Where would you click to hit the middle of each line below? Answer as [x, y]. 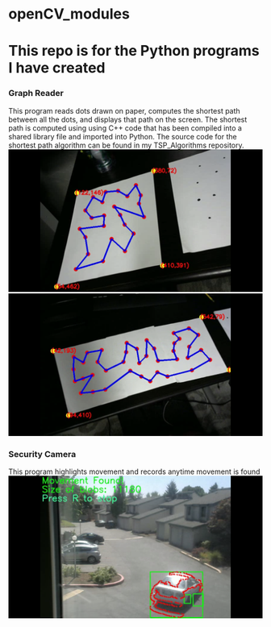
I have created [57, 68]
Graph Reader [36, 93]
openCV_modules [69, 14]
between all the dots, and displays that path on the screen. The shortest [128, 119]
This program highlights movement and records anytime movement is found [134, 471]
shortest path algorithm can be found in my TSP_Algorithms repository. [126, 145]
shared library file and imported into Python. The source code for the [123, 136]
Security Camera [42, 454]
